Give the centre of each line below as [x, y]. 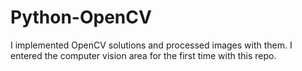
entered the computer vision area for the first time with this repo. [143, 55]
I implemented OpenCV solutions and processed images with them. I [151, 45]
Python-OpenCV [81, 17]
